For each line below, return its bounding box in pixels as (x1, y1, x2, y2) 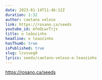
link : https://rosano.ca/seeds (5, 22, 72, 27)
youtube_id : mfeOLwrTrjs (5, 27, 58, 32)
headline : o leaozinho (5, 36, 54, 42)
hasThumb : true (5, 41, 38, 46)
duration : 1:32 (5, 12, 38, 17)
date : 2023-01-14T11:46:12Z (5, 7, 65, 13)
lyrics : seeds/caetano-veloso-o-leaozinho (5, 55, 97, 61)
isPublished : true (5, 46, 44, 51)
